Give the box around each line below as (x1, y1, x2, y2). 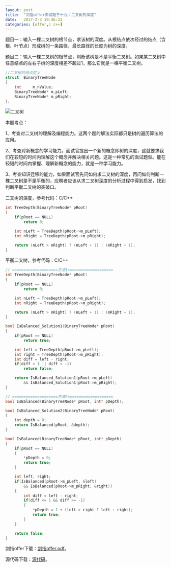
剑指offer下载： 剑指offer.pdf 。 (5, 546, 69, 552)
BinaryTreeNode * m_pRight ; (14, 94, 72, 99)
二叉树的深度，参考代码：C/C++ (5, 195, 73, 201)
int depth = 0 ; (14, 418, 47, 423)
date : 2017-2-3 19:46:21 (5, 17, 63, 22)
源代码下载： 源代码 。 (5, 556, 50, 562)
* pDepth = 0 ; (23, 456, 51, 461)
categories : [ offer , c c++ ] (5, 21, 63, 27)
